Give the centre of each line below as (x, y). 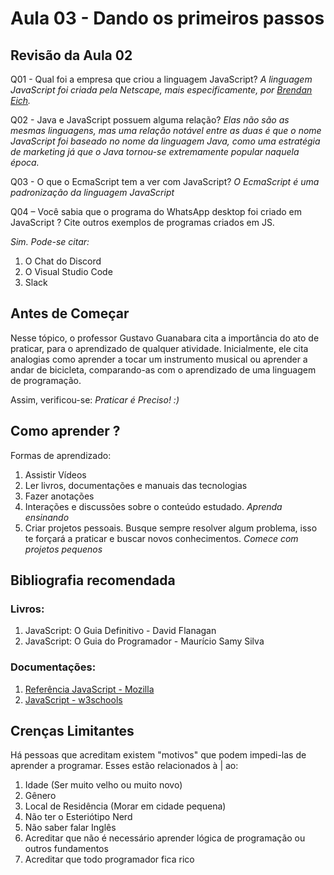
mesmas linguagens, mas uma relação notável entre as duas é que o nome (166, 130)
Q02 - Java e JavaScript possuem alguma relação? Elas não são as (150, 120)
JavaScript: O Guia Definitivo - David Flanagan (120, 631)
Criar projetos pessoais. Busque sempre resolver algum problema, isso (171, 528)
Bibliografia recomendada (93, 580)
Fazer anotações (59, 496)
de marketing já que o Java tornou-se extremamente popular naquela (155, 151)
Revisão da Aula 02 (71, 55)
